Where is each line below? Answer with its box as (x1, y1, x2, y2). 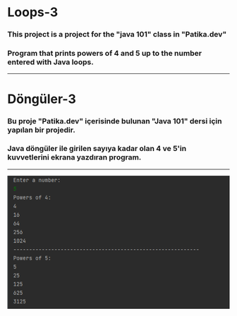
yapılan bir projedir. (7, 125, 75, 135)
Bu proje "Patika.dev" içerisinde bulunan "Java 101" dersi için (7, 116, 222, 126)
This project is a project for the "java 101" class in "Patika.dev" (7, 30, 227, 39)
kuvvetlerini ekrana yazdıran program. (7, 152, 142, 162)
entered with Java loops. (7, 57, 94, 67)
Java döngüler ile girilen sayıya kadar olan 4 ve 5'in (7, 144, 187, 154)
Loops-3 (7, 4, 59, 20)
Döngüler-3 (7, 91, 76, 107)
